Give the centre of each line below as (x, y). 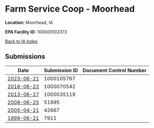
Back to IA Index (21, 41)
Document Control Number (114, 70)
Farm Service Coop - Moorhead (70, 9)
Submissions (25, 57)
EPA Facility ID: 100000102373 (36, 32)
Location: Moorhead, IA (29, 22)
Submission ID (61, 70)
